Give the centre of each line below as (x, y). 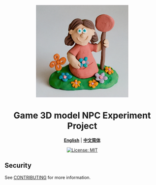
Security (18, 166)
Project (82, 126)
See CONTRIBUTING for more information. (48, 177)
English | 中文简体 (82, 140)
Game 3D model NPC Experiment (82, 116)
